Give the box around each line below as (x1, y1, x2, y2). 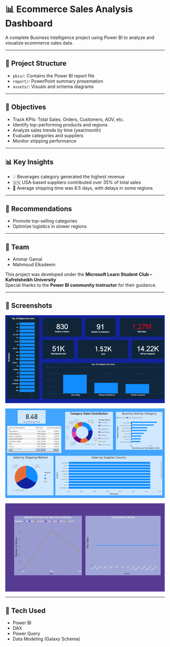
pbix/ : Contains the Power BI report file (12, 72, 95, 78)
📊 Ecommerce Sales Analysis (5, 4, 133, 15)
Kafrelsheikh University (5, 277, 57, 283)
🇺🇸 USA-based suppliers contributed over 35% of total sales (12, 180, 141, 186)
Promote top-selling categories (12, 218, 77, 224)
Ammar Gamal (12, 256, 42, 262)
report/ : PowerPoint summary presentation (12, 78, 104, 84)
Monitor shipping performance (12, 138, 77, 144)
